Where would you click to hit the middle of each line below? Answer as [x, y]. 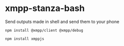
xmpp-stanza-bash [45, 8]
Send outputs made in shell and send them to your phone [62, 22]
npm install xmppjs [25, 39]
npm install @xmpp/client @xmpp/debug [44, 30]
